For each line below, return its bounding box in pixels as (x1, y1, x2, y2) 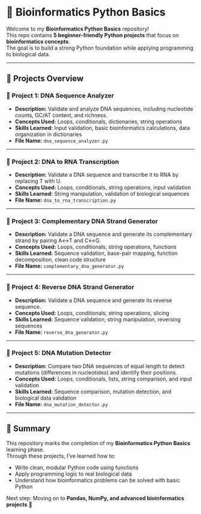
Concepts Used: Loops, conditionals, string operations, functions (14, 244, 176, 251)
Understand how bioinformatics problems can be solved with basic (14, 476, 181, 483)
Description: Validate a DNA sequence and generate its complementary (14, 230, 193, 238)
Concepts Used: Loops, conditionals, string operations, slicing (14, 309, 169, 317)
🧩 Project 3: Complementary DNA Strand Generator (6, 217, 159, 225)
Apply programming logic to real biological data (14, 470, 132, 477)
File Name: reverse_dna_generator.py (14, 329, 108, 336)
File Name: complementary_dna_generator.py (14, 263, 124, 270)
